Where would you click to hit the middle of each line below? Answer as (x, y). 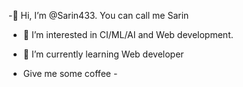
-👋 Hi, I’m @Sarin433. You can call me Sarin (99, 15)
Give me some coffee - (70, 73)
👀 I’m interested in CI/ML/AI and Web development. (128, 34)
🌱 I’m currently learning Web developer (103, 54)
